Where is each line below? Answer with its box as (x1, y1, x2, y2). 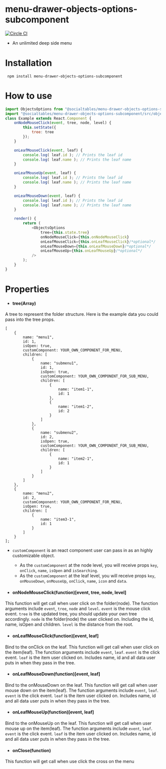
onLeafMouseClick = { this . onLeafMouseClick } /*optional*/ (40, 239, 156, 244)
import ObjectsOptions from (5, 107, 63, 112)
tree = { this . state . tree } (40, 230, 90, 235)
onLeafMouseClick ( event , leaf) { (14, 148, 83, 153)
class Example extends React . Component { (5, 116, 92, 121)
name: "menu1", (23, 335, 54, 340)
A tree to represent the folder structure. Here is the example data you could (5, 311, 159, 317)
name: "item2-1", (58, 456, 94, 462)
